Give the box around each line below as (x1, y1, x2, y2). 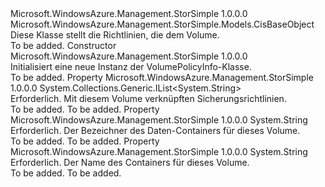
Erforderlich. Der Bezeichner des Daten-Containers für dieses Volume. (10, 125, 301, 136)
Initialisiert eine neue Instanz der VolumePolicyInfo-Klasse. (10, 61, 252, 72)
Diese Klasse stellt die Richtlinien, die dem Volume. (10, 29, 220, 41)
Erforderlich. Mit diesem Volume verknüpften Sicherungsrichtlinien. (10, 93, 287, 104)
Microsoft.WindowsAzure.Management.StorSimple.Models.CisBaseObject (10, 18, 315, 30)
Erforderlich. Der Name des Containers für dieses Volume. (10, 157, 250, 168)
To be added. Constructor (10, 40, 117, 51)
